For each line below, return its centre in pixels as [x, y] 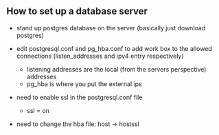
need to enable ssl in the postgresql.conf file [79, 97]
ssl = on [38, 110]
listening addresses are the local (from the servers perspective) [116, 69]
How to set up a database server [77, 11]
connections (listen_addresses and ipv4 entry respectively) [100, 56]
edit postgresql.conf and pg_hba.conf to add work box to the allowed [114, 48]
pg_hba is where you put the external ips [84, 84]
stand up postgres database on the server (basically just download [111, 28]
